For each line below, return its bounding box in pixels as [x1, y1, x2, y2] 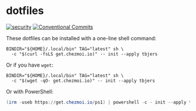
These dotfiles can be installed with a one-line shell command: [6, 34, 156, 41]
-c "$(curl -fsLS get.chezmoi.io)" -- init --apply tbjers [11, 51, 158, 57]
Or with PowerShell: [6, 88, 54, 95]
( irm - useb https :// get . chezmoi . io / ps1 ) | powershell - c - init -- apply [6, 99, 187, 105]
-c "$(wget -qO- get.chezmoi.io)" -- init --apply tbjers [11, 78, 156, 84]
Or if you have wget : [6, 61, 54, 68]
